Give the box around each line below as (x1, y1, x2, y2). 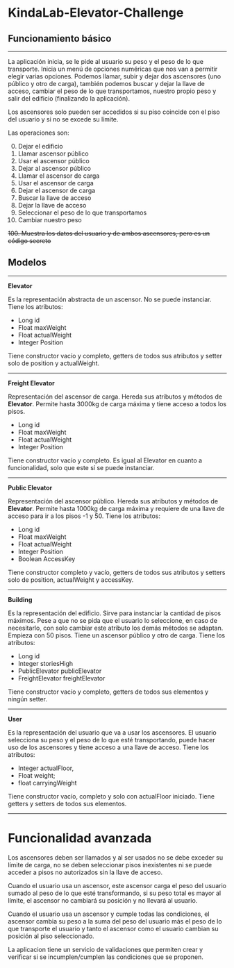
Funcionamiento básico (8, 33, 112, 44)
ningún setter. (8, 694, 48, 703)
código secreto (8, 237, 51, 244)
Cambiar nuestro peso (17, 216, 82, 224)
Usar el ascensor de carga (17, 179, 94, 187)
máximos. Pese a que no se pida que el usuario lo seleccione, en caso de (8, 616, 218, 624)
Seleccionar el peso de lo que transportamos (17, 208, 147, 217)
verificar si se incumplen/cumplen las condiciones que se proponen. (8, 953, 203, 961)
